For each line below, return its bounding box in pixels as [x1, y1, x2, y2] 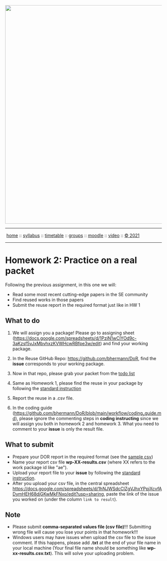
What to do [5, 317, 40, 325]
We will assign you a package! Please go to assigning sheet [12, 330, 135, 336]
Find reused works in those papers [12, 297, 84, 303]
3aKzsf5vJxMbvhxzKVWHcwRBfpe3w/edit [12, 340, 100, 346]
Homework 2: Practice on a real [5, 255, 138, 266]
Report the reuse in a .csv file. [12, 395, 74, 401]
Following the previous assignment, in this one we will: [5, 282, 117, 288]
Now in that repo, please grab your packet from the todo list [12, 370, 135, 376]
